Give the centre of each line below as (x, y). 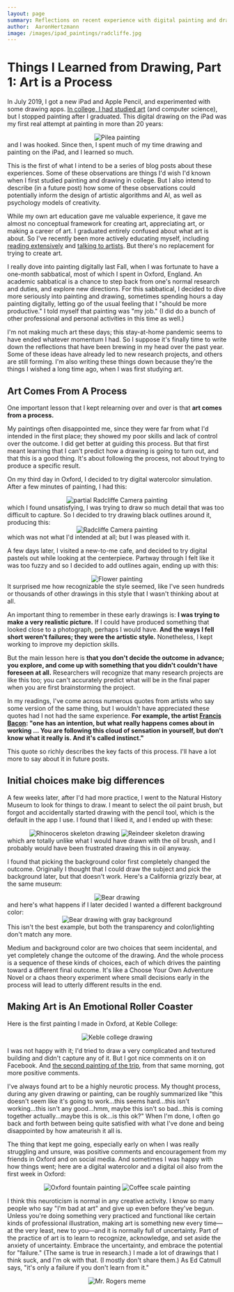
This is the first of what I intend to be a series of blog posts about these (110, 166)
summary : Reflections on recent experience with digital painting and (112, 20)
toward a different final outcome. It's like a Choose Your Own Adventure (110, 970)
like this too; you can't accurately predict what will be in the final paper (109, 680)
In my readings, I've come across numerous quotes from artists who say (111, 701)
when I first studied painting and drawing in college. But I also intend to (109, 180)
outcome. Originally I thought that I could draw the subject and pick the (109, 869)
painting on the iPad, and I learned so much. (71, 152)
